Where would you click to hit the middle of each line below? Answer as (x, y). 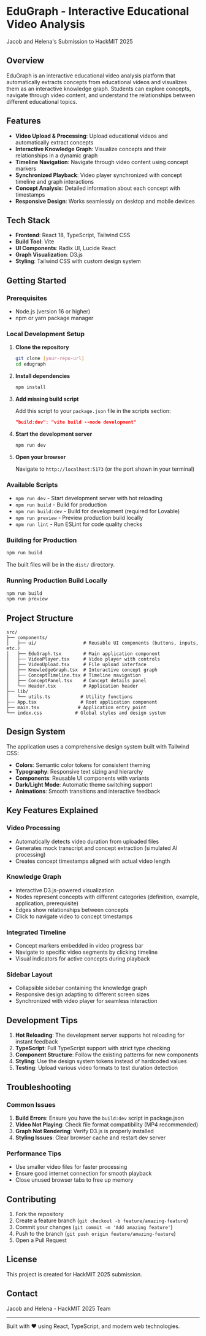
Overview (25, 61)
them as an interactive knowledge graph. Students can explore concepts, (99, 88)
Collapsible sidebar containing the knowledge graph (81, 988)
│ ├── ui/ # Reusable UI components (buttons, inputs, (103, 643)
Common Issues (31, 1104)
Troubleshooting (39, 1087)
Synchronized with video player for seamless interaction (86, 1001)
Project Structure (40, 618)
